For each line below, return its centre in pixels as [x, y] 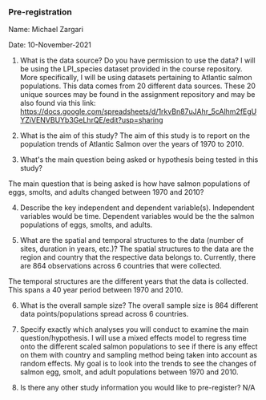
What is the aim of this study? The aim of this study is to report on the [135, 135]
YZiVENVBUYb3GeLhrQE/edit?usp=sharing [91, 120]
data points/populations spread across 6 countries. [104, 314]
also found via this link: [58, 103]
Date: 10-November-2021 [50, 45]
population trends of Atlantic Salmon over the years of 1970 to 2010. [132, 144]
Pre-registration [40, 12]
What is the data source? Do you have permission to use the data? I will [137, 61]
